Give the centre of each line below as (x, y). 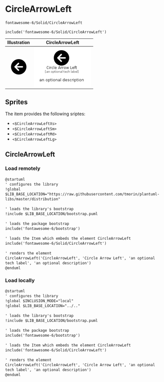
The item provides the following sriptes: (45, 114)
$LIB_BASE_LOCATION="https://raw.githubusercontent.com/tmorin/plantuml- (82, 194)
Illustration (19, 42)
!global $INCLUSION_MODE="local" (39, 301)
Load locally (20, 280)
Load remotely (23, 168)
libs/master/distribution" (33, 199)
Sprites (16, 102)
